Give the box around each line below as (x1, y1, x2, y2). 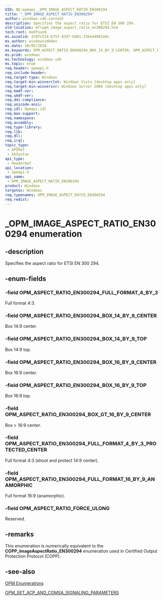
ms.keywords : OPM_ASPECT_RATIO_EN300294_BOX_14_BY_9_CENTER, (5, 48, 131, 53)
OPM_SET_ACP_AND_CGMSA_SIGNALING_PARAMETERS (5, 590, 119, 596)
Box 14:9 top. (5, 346, 32, 353)
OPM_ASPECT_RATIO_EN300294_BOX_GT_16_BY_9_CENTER (5, 411, 151, 418)
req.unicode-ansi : (5, 102, 42, 107)
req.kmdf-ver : (5, 88, 34, 93)
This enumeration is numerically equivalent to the (5, 543, 104, 549)
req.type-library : (5, 124, 42, 129)
